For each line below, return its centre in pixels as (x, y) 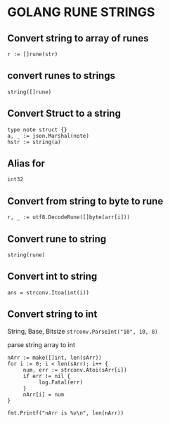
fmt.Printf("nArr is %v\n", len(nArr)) (66, 413)
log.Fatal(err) (60, 382)
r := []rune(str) (33, 54)
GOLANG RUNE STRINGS (81, 12)
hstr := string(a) (34, 142)
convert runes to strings (61, 76)
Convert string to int (52, 314)
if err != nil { (47, 376)
